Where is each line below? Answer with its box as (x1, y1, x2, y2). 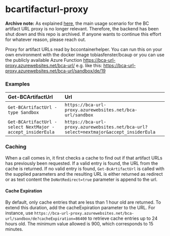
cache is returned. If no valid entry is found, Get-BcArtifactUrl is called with (5, 166, 164, 172)
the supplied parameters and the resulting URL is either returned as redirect (5, 171, 163, 177)
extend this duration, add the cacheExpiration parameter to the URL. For (5, 204, 155, 211)
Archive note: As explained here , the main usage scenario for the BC (5, 20, 149, 26)
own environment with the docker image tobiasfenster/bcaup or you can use (5, 52, 165, 58)
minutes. (5, 226, 24, 232)
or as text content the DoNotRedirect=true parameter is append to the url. (5, 176, 158, 182)
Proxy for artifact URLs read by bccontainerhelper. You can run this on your (5, 46, 162, 52)
